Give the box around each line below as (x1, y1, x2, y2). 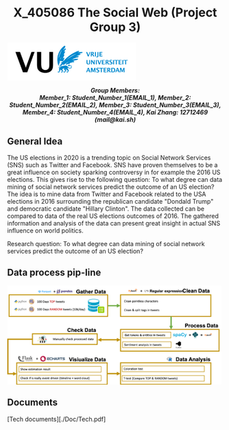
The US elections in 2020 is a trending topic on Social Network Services (7, 154, 211, 162)
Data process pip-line (7, 267, 101, 278)
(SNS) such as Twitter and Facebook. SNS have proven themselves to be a (7, 161, 218, 169)
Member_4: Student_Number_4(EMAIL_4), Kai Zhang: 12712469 (22, 108, 208, 117)
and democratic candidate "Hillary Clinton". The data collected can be (7, 204, 204, 213)
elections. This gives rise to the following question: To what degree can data (7, 176, 223, 184)
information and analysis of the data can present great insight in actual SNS (7, 219, 221, 228)
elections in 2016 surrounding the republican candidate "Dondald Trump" (7, 198, 214, 206)
